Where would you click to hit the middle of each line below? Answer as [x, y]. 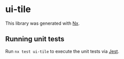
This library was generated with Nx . [42, 23]
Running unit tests [35, 39]
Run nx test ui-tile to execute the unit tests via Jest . [62, 51]
